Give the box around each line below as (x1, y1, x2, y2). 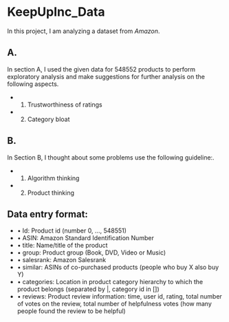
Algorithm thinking (27, 173, 80, 182)
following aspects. (7, 80, 59, 88)
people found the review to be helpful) (17, 307, 126, 315)
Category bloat (27, 115, 70, 123)
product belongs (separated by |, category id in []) (17, 285, 160, 293)
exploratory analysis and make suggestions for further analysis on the (7, 72, 205, 80)
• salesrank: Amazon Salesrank (17, 256, 107, 264)
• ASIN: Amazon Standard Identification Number (17, 234, 155, 242)
